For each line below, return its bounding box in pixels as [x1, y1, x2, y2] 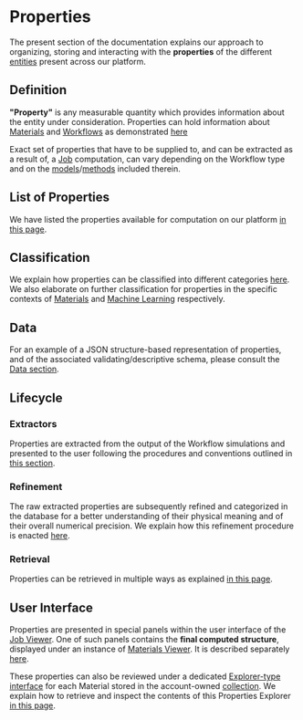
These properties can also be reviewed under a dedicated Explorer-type [9, 671, 281, 682]
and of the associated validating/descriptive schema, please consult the [9, 354, 280, 365]
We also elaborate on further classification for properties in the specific [9, 284, 278, 295]
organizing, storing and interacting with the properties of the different [9, 46, 272, 57]
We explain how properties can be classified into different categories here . [9, 274, 290, 285]
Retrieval [9, 553, 50, 566]
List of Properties [9, 190, 110, 205]
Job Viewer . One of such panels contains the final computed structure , [9, 634, 280, 645]
